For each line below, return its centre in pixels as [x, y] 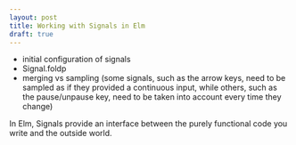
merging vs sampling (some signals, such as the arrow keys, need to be [154, 78]
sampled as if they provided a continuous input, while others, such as [150, 88]
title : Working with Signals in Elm [77, 26]
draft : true [31, 34]
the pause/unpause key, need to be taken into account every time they [152, 97]
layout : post [33, 17]
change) [37, 107]
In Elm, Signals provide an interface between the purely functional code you [148, 124]
